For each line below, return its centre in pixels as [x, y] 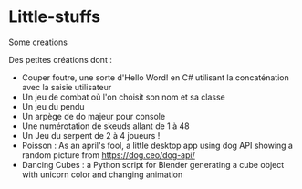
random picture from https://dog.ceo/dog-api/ [108, 155]
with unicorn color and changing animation [102, 174]
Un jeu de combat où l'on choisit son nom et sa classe [123, 97]
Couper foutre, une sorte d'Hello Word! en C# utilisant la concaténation [155, 77]
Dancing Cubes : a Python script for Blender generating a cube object [153, 164]
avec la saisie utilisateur [67, 87]
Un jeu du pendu [53, 106]
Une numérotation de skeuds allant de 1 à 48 [105, 126]
